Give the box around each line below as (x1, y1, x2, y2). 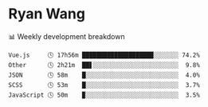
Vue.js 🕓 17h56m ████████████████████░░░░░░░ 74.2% (8, 51, 201, 59)
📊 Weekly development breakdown (8, 31, 125, 41)
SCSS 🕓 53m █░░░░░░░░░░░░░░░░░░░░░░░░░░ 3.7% (8, 81, 201, 89)
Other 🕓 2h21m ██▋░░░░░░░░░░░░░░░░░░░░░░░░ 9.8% (8, 61, 201, 69)
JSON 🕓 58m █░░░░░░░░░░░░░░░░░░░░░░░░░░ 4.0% (8, 71, 201, 79)
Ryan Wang (8, 5, 86, 23)
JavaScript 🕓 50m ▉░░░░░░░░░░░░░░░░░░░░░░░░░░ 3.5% (8, 91, 201, 99)
